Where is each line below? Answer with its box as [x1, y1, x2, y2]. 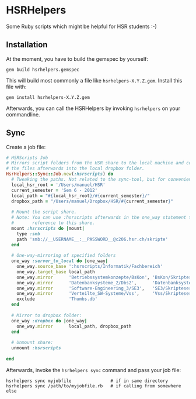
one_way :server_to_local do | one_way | [11, 258, 108, 264]
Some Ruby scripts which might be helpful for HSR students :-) [6, 23, 157, 30]
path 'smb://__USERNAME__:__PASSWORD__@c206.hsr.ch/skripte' [16, 236, 168, 242]
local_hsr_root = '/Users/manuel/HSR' [11, 182, 106, 188]
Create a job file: [6, 143, 46, 150]
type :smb [16, 231, 41, 237]
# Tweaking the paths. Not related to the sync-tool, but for [11, 177, 166, 183]
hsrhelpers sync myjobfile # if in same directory [6, 378, 168, 384]
